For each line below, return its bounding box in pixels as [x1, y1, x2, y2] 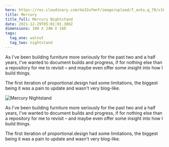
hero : [5, 7, 17, 13]
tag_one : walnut [10, 36, 44, 41]
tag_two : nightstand [10, 40, 53, 45]
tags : [5, 31, 17, 36]
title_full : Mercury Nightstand [5, 17, 73, 22]
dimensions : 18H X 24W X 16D [5, 26, 66, 31]
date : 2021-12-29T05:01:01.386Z [5, 21, 73, 27]
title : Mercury [5, 12, 37, 17]
